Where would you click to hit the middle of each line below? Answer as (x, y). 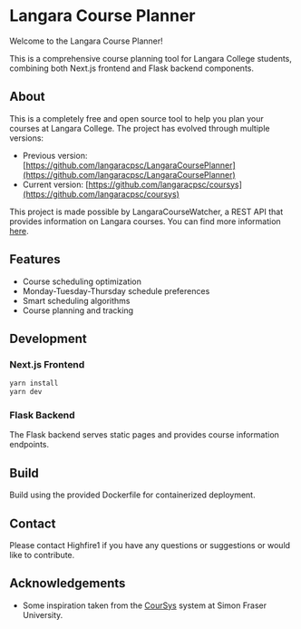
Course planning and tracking (78, 310)
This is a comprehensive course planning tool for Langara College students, (151, 58)
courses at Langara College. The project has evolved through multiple (140, 128)
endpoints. (29, 445)
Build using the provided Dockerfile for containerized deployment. (132, 495)
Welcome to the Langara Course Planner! (86, 41)
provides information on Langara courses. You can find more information (145, 221)
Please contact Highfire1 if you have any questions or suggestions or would (150, 545)
